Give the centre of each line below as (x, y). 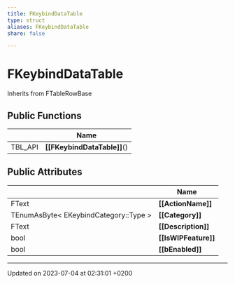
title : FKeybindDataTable (45, 14)
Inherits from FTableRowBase (50, 94)
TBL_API (24, 147)
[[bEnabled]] (180, 249)
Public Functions (44, 115)
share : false (26, 33)
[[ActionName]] (185, 203)
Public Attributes (45, 172)
